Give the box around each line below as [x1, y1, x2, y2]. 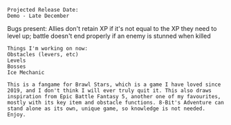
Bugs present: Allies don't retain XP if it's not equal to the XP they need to [7, 25, 217, 32]
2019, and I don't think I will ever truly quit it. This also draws [7, 87, 212, 94]
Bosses [7, 63, 26, 70]
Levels [7, 57, 26, 64]
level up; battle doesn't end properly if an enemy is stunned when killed [7, 32, 211, 40]
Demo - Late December [7, 12, 70, 19]
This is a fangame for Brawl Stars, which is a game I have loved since [7, 81, 221, 88]
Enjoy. [7, 111, 26, 118]
